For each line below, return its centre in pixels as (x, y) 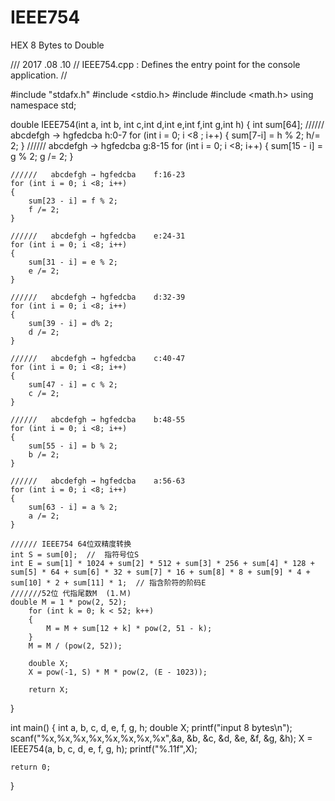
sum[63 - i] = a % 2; (73, 507)
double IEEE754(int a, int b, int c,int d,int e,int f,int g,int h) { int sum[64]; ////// (167, 124)
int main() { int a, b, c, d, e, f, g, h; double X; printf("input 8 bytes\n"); (151, 727)
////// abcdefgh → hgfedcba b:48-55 (98, 419)
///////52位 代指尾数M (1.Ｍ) (71, 593)
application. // (39, 75)
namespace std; (43, 105)
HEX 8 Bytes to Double (57, 45)
